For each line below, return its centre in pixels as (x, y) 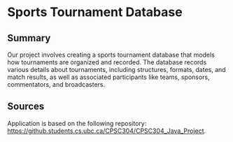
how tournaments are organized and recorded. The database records (107, 62)
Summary (29, 38)
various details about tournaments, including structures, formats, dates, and (116, 70)
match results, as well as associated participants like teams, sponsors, (108, 77)
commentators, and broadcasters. (56, 84)
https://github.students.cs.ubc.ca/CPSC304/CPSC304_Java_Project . (107, 131)
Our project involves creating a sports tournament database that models (111, 55)
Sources (26, 107)
